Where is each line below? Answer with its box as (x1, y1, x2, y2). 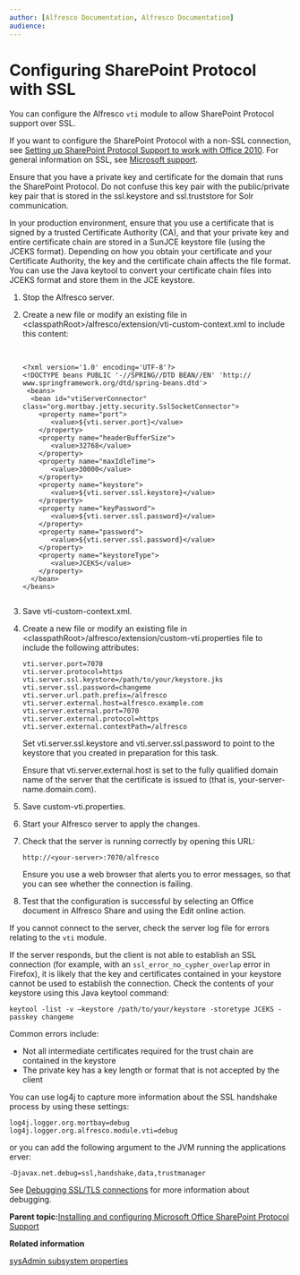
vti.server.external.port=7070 (21, 706, 140, 716)
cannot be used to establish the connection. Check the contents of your (9, 978, 275, 989)
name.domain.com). (21, 784, 97, 795)
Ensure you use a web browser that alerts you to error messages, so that (21, 869, 291, 880)
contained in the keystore (21, 1056, 116, 1066)
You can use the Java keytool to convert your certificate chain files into (9, 265, 272, 276)
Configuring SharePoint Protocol (9, 60, 257, 81)
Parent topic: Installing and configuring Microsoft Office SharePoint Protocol (9, 1211, 289, 1222)
